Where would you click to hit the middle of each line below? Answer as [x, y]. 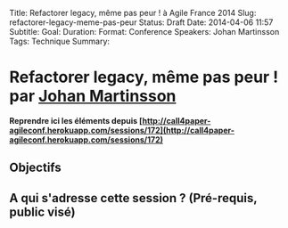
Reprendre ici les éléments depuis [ [76, 120]
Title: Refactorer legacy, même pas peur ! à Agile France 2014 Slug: [133, 13]
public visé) [42, 212]
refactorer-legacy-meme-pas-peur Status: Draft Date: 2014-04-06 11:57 [141, 22]
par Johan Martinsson [93, 96]
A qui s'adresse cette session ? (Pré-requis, [133, 198]
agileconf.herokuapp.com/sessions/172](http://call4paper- [122, 130]
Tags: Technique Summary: [59, 41]
